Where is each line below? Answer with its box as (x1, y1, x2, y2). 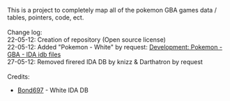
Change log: (7, 28, 43, 36)
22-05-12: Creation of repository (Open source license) (7, 36, 166, 44)
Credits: (7, 72, 30, 81)
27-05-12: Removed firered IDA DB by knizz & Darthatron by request (7, 58, 204, 65)
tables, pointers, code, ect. (7, 13, 84, 22)
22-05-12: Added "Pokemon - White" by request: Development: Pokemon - (7, 43, 223, 51)
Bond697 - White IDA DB (17, 86, 89, 94)
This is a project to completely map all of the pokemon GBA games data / (7, 6, 217, 14)
